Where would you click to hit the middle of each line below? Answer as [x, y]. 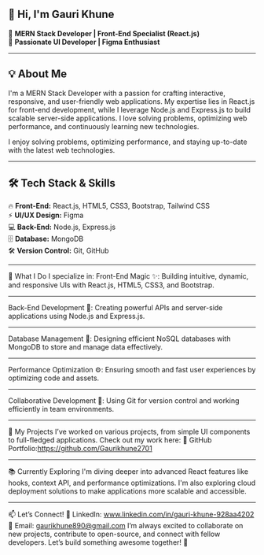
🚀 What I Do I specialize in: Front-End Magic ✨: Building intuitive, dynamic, [128, 276]
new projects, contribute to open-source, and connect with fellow [114, 534]
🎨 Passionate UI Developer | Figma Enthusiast [84, 42]
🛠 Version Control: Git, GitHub [59, 251]
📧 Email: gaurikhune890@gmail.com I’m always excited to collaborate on [126, 526]
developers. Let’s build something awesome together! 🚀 [98, 542]
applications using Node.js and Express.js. [77, 316]
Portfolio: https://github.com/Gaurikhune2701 [81, 449]
